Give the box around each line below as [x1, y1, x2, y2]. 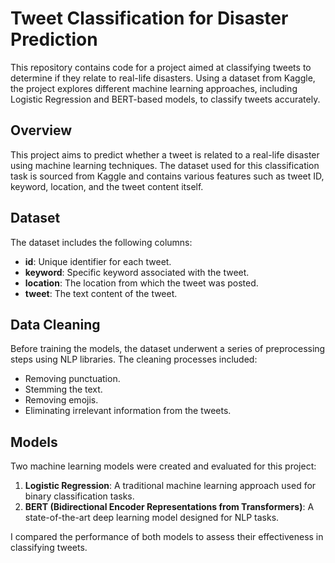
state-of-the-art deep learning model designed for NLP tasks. [24, 512, 280, 524]
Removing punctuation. [24, 373, 121, 385]
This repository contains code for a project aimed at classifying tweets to [10, 61, 312, 73]
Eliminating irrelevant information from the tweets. [24, 405, 232, 417]
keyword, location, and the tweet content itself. [10, 180, 204, 192]
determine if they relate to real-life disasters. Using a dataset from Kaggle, [10, 72, 316, 84]
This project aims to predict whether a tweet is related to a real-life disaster [10, 148, 320, 161]
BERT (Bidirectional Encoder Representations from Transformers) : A [24, 501, 315, 513]
